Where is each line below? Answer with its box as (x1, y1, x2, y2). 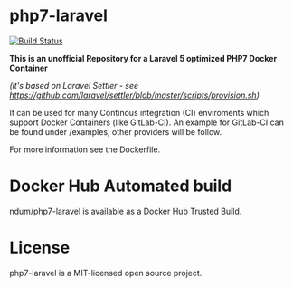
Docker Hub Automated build (9, 176, 232, 196)
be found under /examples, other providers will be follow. (9, 126, 222, 137)
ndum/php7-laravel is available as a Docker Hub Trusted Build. (9, 206, 242, 216)
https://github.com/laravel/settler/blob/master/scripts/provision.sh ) (9, 90, 260, 100)
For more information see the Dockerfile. (9, 144, 161, 155)
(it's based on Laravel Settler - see (9, 80, 139, 91)
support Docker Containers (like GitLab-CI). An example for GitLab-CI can (9, 117, 285, 128)
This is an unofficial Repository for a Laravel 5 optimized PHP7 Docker (9, 53, 278, 63)
